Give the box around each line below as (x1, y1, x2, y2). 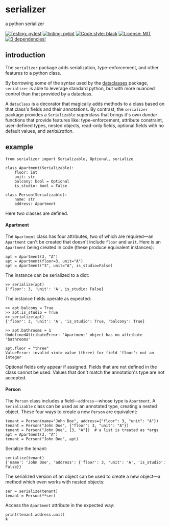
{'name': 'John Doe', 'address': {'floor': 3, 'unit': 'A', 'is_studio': (5, 460, 166, 465)
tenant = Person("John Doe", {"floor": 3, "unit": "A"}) (5, 423, 129, 428)
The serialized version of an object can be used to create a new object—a (5, 473, 161, 479)
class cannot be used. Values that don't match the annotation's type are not (5, 369, 165, 375)
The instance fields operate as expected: (5, 295, 91, 301)
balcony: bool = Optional (14, 178, 70, 184)
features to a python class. (5, 70, 61, 76)
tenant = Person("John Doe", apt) (5, 436, 79, 441)
